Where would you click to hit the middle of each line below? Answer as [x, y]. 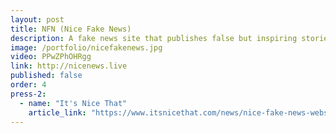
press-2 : [28, 94]
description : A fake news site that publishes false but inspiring [154, 38]
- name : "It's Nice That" [73, 103]
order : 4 [28, 85]
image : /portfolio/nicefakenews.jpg [86, 47]
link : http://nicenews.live [69, 66]
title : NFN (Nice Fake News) [71, 29]
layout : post [37, 19]
